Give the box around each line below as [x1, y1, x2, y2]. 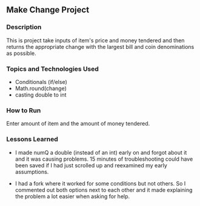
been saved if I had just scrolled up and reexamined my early [15, 161, 168, 169]
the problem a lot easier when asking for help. [15, 193, 130, 200]
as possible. [6, 50, 36, 57]
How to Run [6, 106, 41, 114]
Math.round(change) [15, 85, 67, 92]
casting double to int [15, 91, 67, 98]
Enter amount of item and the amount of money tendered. [6, 120, 150, 127]
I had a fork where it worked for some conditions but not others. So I [15, 179, 186, 187]
